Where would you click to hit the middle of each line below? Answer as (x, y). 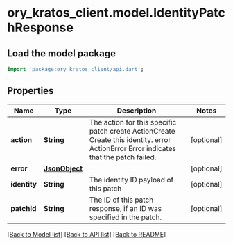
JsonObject (63, 168)
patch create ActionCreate (132, 131)
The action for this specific (133, 122)
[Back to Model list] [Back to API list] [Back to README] (87, 234)
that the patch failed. (123, 157)
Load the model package (62, 53)
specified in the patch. (126, 217)
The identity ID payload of (131, 180)
